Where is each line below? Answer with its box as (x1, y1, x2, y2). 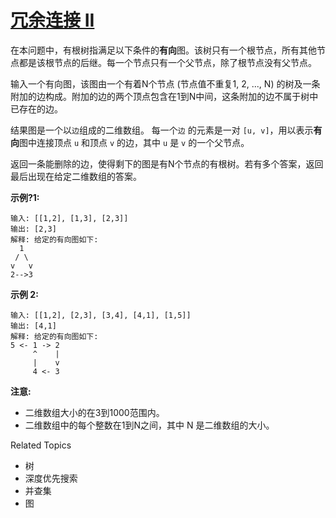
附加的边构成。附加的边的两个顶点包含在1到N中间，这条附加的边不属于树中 (10, 90, 319, 102)
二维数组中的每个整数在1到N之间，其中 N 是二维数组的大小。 (24, 419, 275, 431)
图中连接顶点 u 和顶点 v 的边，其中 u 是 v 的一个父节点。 (19, 136, 250, 148)
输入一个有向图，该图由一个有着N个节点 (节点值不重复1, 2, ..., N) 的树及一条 (10, 77, 321, 90)
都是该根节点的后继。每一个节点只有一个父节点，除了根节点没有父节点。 (18, 56, 317, 68)
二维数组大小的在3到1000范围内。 (24, 406, 165, 418)
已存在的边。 (10, 102, 63, 115)
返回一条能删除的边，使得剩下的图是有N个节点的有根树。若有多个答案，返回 (10, 157, 324, 170)
